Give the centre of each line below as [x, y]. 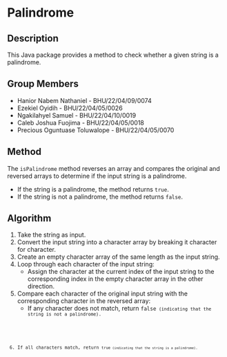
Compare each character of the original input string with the [102, 294]
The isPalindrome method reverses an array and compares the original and [114, 168]
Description [33, 38]
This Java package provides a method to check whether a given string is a [113, 55]
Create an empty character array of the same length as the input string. [118, 257]
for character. [37, 250]
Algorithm [29, 218]
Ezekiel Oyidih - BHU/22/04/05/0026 [70, 108]
